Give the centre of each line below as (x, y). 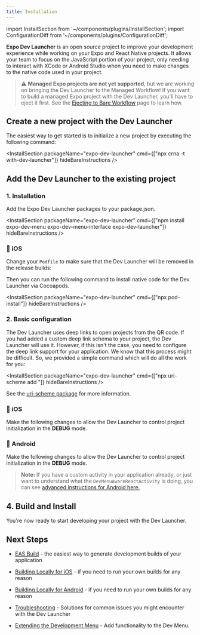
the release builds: (29, 268)
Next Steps (27, 539)
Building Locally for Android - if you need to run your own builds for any (103, 590)
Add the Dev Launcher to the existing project (91, 179)
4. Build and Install (41, 506)
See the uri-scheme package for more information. (69, 393)
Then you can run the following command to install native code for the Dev (98, 280)
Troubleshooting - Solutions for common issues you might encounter (99, 608)
